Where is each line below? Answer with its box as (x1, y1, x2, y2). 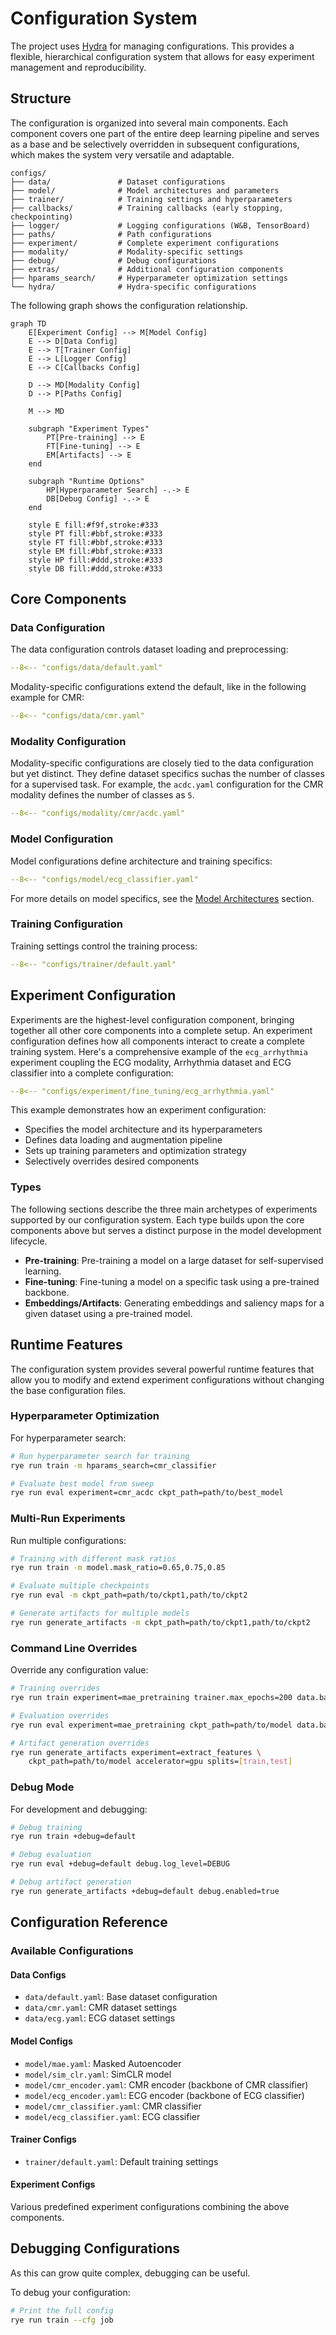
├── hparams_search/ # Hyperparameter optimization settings (10, 273, 288, 283)
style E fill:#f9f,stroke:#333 (28, 520, 159, 530)
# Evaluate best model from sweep (10, 1478, 155, 1489)
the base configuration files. (10, 1384, 127, 1396)
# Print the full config (10, 2305, 114, 2316)
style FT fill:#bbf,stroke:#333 (28, 537, 163, 547)
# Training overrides (10, 1683, 101, 1694)
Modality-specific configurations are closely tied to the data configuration (10, 757, 314, 769)
